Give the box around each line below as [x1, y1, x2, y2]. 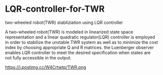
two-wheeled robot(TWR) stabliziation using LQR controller [5, 19, 123, 25]
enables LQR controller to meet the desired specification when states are [5, 50, 151, 56]
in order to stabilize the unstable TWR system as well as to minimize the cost [5, 39, 158, 45]
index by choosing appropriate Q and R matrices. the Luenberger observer [5, 44, 154, 50]
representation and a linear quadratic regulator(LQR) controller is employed [5, 34, 155, 40]
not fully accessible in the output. [5, 55, 72, 60]
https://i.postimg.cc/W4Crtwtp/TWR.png [5, 64, 86, 70]
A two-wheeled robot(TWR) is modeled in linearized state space [5, 29, 133, 35]
